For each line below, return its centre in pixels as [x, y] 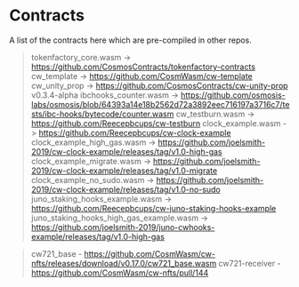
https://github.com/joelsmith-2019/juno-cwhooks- [123, 227]
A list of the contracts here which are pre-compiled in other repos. [130, 40]
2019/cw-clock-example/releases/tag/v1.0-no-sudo [125, 189]
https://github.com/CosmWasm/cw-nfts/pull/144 [120, 273]
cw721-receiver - [250, 263]
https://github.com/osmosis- [234, 95]
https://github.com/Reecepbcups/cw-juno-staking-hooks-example [154, 208]
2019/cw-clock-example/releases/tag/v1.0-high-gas [126, 151]
